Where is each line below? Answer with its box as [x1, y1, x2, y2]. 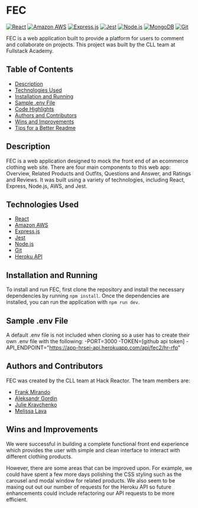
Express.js [14, 228, 40, 235]
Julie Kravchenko [14, 401, 57, 408]
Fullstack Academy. [6, 47, 54, 54]
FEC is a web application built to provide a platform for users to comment [6, 34, 184, 41]
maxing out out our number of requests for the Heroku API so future [6, 483, 171, 490]
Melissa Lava [14, 407, 47, 414]
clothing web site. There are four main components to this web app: [6, 164, 171, 171]
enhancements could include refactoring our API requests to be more [6, 490, 175, 497]
